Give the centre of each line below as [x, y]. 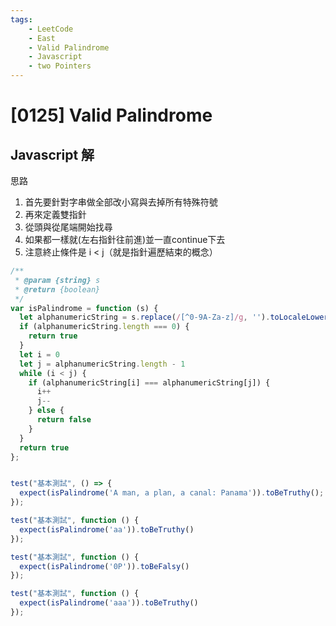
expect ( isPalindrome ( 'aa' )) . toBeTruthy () [107, 529]
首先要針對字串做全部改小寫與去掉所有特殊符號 [121, 202]
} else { [46, 411]
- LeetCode [51, 29]
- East [42, 38]
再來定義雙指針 [55, 214]
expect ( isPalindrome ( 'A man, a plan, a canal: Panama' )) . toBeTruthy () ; [172, 493]
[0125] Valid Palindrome [111, 115]
